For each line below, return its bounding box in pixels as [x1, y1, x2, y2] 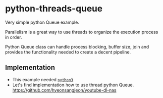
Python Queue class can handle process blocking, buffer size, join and [5, 44, 149, 49]
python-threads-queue [5, 3, 103, 14]
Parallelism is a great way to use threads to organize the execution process [5, 29, 159, 35]
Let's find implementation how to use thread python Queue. [12, 82, 134, 88]
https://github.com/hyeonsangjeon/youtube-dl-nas [12, 87, 116, 93]
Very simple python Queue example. [5, 19, 79, 25]
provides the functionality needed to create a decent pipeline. [5, 49, 131, 55]
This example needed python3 [12, 76, 73, 82]
